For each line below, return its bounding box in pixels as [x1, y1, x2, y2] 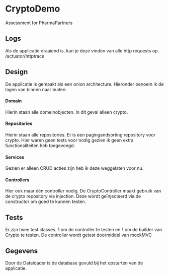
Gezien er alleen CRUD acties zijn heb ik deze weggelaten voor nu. [5, 165, 144, 171]
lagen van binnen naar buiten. [5, 86, 67, 92]
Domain [5, 98, 22, 104]
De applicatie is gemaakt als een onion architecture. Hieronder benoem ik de [5, 81, 164, 87]
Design [5, 67, 28, 76]
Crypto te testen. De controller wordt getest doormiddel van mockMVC [5, 232, 152, 238]
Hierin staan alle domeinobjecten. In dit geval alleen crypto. [5, 109, 128, 115]
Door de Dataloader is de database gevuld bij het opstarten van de [5, 260, 143, 266]
